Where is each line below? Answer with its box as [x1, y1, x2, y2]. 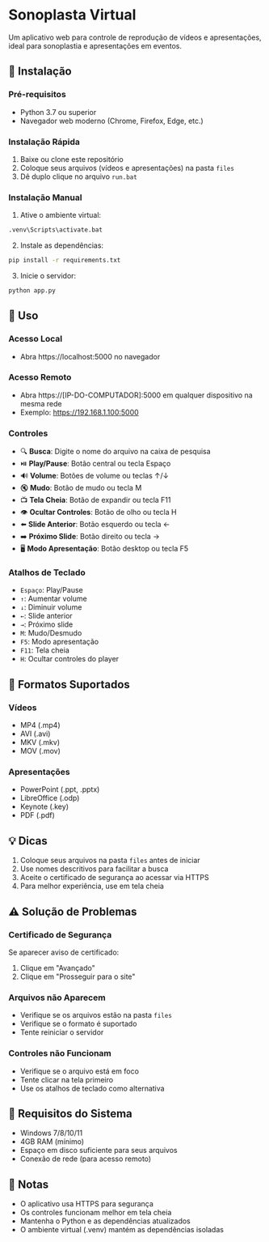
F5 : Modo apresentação [19, 637, 99, 647]
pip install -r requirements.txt [8, 257, 121, 265]
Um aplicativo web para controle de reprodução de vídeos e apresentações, [8, 32, 262, 42]
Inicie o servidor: [19, 270, 77, 280]
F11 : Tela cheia [19, 645, 70, 655]
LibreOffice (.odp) [19, 793, 80, 803]
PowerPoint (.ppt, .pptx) [19, 785, 100, 794]
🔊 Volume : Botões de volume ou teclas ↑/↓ [19, 471, 170, 481]
